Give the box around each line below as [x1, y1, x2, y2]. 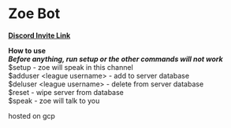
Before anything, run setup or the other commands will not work [8, 54, 223, 64]
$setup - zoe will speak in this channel [8, 62, 134, 71]
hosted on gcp [8, 111, 55, 120]
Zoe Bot [8, 5, 61, 23]
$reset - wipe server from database [8, 87, 125, 97]
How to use [8, 46, 46, 55]
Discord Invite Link [8, 31, 71, 40]
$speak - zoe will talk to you [8, 96, 100, 105]
